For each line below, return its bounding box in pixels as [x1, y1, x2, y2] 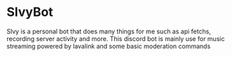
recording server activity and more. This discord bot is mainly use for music [6, 34, 225, 42]
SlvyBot [6, 4, 53, 20]
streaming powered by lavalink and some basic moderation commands [6, 42, 211, 50]
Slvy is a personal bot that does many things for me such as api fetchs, [6, 27, 212, 35]
